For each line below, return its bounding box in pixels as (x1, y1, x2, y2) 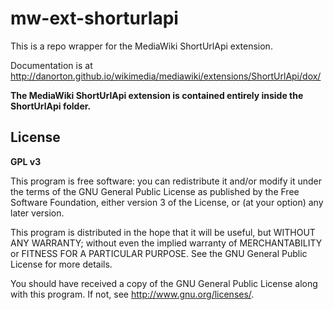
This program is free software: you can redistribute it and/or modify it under (10, 175, 322, 187)
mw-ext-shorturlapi (10, 7, 179, 30)
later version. (10, 207, 65, 219)
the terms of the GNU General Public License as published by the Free (10, 185, 300, 197)
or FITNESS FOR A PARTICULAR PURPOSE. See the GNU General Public (10, 247, 308, 259)
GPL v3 (10, 155, 42, 167)
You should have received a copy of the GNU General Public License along (10, 277, 318, 289)
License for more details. (10, 258, 113, 270)
